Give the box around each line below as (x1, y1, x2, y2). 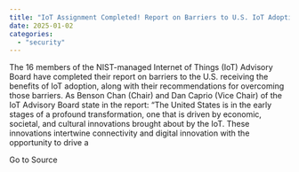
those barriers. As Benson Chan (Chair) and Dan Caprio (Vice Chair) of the (9, 90, 283, 101)
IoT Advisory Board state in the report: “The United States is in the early (9, 99, 272, 111)
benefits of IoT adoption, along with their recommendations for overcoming (9, 81, 285, 91)
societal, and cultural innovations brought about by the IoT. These (9, 119, 250, 129)
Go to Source (9, 154, 58, 165)
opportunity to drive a (9, 137, 89, 148)
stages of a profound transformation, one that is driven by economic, (9, 109, 263, 120)
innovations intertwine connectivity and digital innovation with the (9, 128, 250, 138)
